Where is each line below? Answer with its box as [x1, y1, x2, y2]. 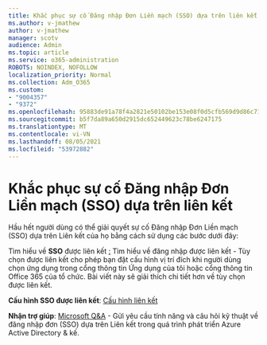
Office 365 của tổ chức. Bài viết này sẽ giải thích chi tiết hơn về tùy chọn [8, 272, 246, 281]
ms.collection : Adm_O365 [8, 78, 91, 86]
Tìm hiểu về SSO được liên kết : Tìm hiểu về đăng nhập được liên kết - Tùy [8, 246, 250, 256]
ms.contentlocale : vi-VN [8, 130, 91, 138]
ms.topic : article [8, 49, 69, 57]
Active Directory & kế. [8, 328, 79, 338]
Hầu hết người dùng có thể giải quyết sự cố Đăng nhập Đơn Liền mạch [8, 222, 238, 232]
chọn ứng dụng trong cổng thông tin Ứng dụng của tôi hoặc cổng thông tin [8, 264, 253, 273]
